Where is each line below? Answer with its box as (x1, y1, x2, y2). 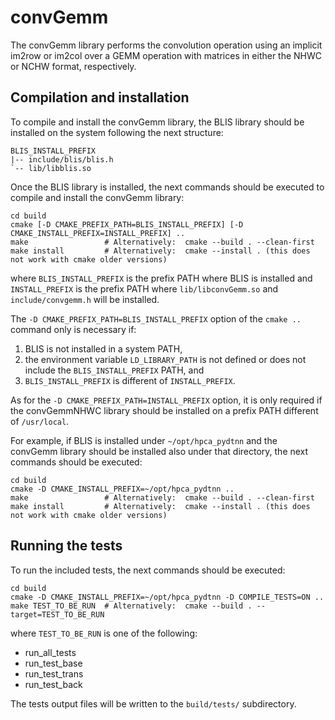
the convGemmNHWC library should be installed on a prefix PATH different (10, 404, 319, 416)
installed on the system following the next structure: (10, 126, 224, 138)
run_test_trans (24, 667, 84, 680)
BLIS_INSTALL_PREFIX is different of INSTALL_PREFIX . (24, 374, 236, 386)
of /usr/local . (10, 415, 70, 427)
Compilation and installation (10, 89, 190, 106)
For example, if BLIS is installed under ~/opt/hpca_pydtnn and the (10, 434, 278, 446)
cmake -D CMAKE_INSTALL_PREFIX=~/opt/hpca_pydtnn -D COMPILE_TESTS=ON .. (10, 592, 325, 602)
